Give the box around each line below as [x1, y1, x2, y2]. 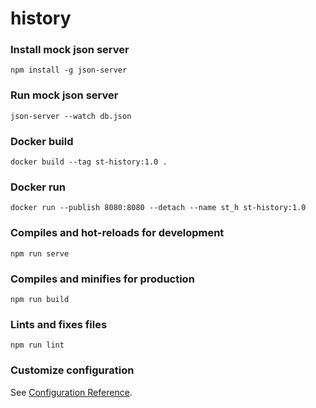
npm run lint [10, 340, 65, 351]
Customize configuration [10, 363, 135, 377]
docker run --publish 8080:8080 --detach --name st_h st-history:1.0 [10, 203, 307, 213]
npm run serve [10, 248, 70, 259]
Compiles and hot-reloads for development [10, 226, 225, 240]
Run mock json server [10, 88, 119, 102]
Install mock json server [10, 43, 130, 57]
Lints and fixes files [10, 317, 108, 331]
